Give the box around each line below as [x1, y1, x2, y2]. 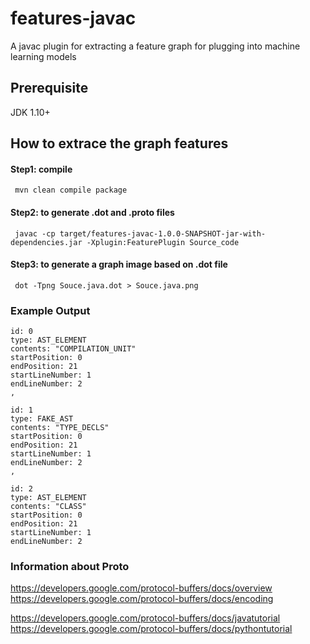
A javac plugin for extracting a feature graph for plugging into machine [10, 40, 301, 52]
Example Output [10, 303, 91, 317]
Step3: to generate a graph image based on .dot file [10, 258, 228, 271]
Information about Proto [10, 559, 130, 573]
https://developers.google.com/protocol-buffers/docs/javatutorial [10, 612, 281, 624]
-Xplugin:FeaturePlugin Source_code [86, 237, 240, 247]
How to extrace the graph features [10, 135, 229, 152]
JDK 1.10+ [10, 106, 51, 118]
